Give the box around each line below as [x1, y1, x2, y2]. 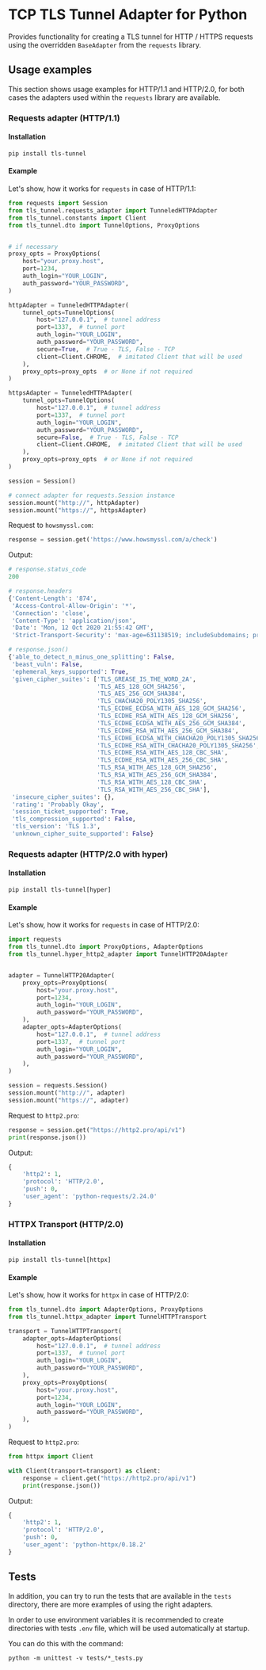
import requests [8, 935, 62, 944]
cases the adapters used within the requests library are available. [8, 93, 221, 102]
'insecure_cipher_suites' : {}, [11, 793, 115, 801]
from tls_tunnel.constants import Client [8, 214, 147, 222]
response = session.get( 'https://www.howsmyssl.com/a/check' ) [8, 536, 218, 544]
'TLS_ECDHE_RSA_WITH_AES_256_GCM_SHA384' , [96, 727, 239, 735]
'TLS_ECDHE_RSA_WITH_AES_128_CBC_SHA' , [96, 749, 228, 757]
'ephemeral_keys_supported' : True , [11, 667, 129, 675]
